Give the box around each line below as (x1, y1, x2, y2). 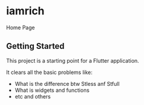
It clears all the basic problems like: (6, 69, 93, 76)
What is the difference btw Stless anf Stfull (14, 80, 120, 87)
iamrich (6, 4, 45, 18)
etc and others (14, 92, 51, 100)
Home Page (6, 24, 35, 31)
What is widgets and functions (14, 87, 90, 94)
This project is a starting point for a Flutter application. (6, 57, 139, 64)
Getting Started (6, 41, 65, 51)
